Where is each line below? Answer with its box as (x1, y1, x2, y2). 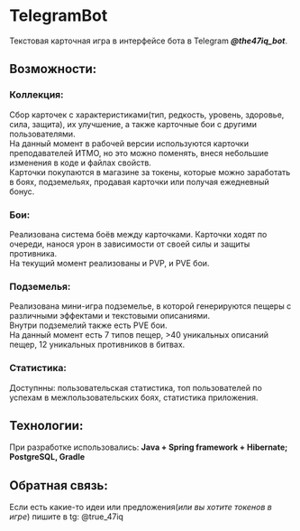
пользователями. (9, 128, 76, 139)
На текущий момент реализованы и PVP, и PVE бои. (9, 257, 210, 268)
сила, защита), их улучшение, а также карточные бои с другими (9, 118, 258, 129)
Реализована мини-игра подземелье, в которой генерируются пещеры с (9, 301, 292, 312)
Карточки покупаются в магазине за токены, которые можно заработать (9, 166, 291, 177)
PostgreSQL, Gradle (9, 452, 86, 462)
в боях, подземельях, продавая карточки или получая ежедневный (9, 176, 270, 187)
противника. (9, 247, 58, 258)
